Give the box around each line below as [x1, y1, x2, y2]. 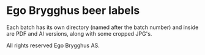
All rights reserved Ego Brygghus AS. [6, 42, 100, 49]
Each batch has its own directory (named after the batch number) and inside [6, 24, 199, 31]
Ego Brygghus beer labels [6, 4, 140, 18]
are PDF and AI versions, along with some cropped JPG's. [6, 30, 152, 37]
